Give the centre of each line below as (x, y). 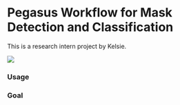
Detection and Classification (90, 27)
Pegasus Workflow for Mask (90, 13)
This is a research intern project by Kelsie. (67, 46)
